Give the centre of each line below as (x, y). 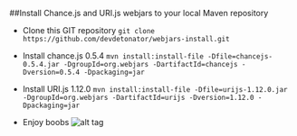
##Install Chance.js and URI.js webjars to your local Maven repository (139, 13)
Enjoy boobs (46, 122)
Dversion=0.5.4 (51, 72)
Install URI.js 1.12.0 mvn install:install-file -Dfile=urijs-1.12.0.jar (155, 89)
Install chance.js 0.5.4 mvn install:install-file (113, 56)
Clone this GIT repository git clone (89, 30)
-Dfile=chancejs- (240, 57)
